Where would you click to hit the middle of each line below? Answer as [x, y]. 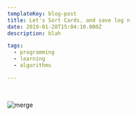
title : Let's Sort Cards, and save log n [69, 20]
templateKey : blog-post [42, 14]
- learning [30, 59]
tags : [15, 46]
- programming [34, 52]
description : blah [34, 33]
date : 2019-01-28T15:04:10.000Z [54, 27]
